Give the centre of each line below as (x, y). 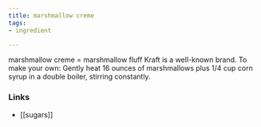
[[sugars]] (36, 114)
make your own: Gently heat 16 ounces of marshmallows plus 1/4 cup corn (130, 68)
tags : (17, 23)
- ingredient (30, 30)
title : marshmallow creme (51, 15)
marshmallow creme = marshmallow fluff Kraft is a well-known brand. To (128, 60)
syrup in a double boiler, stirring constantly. (79, 77)
